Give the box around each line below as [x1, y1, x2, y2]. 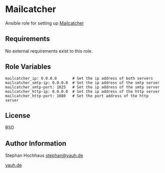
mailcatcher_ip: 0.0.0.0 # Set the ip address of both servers [5, 76, 153, 81]
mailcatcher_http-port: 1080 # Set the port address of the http [5, 93, 149, 98]
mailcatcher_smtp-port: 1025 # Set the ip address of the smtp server [5, 84, 160, 90]
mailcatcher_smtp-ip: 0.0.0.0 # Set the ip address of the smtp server [5, 80, 160, 85]
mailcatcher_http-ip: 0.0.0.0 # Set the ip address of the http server [5, 89, 160, 94]
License [5, 111, 30, 120]
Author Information [5, 139, 66, 147]
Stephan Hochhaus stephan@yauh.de [5, 152, 83, 158]
